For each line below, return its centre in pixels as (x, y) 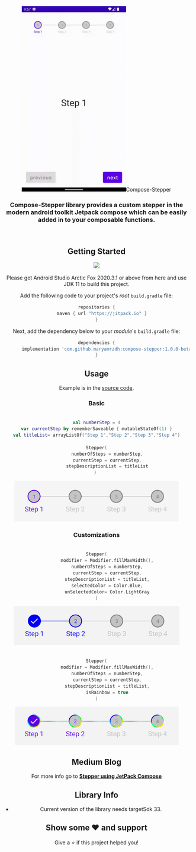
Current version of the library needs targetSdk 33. (101, 809)
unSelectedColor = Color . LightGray (107, 592)
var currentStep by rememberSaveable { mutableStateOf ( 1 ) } (97, 429)
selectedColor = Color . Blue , (107, 586)
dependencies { (97, 343)
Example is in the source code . (97, 388)
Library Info (97, 795)
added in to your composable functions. (97, 220)
